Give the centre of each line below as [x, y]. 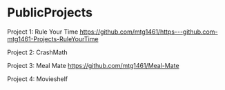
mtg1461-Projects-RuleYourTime [53, 38]
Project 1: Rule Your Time [43, 32]
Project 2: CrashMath [37, 52]
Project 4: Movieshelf [38, 79]
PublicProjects [50, 13]
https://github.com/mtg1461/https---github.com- [149, 32]
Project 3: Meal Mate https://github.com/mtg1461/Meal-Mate [93, 65]
